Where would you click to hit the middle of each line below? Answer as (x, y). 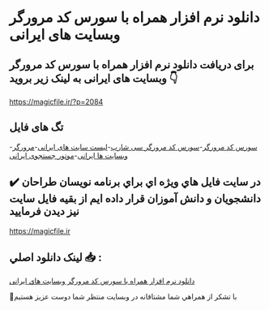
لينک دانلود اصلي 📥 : (56, 258)
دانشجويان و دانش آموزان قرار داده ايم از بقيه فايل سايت (135, 199)
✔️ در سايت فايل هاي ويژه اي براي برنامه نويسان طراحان (135, 182)
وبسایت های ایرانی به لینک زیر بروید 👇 (94, 78)
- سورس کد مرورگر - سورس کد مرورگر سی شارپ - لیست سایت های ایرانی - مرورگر (133, 147)
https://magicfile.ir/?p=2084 (56, 102)
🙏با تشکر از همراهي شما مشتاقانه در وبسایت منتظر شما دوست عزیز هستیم (123, 297)
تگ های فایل (36, 127)
